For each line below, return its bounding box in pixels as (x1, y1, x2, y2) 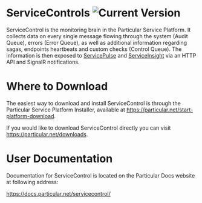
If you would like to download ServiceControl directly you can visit (6, 124, 171, 131)
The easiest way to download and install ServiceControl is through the (6, 99, 181, 107)
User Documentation (6, 152, 113, 166)
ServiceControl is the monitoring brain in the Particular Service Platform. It (6, 26, 191, 33)
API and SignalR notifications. (6, 58, 80, 65)
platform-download (6, 112, 54, 119)
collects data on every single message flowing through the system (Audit (6, 32, 189, 39)
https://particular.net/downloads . (6, 130, 88, 138)
